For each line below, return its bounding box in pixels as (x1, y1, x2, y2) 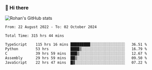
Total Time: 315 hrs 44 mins (5, 33, 64, 38)
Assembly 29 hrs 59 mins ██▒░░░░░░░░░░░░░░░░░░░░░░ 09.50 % (5, 56, 147, 60)
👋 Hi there (5, 4, 29, 11)
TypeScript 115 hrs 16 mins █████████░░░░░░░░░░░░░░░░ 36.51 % (5, 42, 147, 47)
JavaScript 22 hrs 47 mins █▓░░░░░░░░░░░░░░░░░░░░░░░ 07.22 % (5, 60, 147, 65)
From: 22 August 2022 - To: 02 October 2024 (5, 25, 97, 29)
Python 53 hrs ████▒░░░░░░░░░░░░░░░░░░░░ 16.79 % (5, 46, 147, 51)
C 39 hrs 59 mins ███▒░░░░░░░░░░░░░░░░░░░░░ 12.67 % (5, 51, 147, 56)
